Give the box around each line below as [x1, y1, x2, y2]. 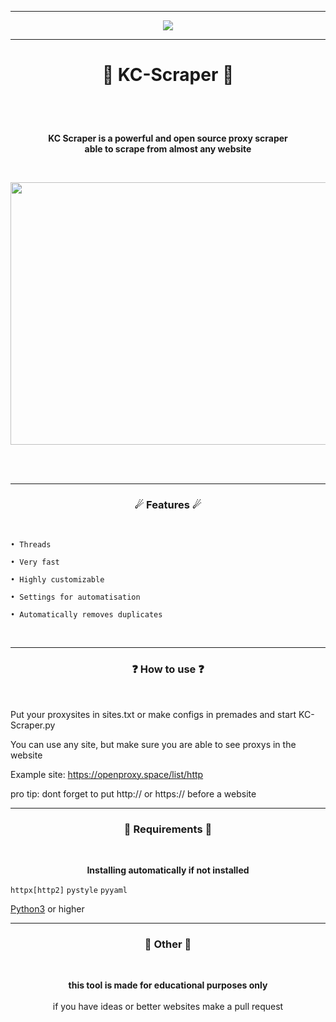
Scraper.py [10, 719, 56, 731]
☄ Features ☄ [134, 498, 202, 512]
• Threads [10, 540, 52, 550]
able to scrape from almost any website [84, 143, 252, 155]
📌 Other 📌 [144, 937, 192, 951]
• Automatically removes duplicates [10, 610, 163, 620]
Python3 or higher [10, 903, 85, 915]
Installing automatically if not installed [86, 864, 250, 876]
